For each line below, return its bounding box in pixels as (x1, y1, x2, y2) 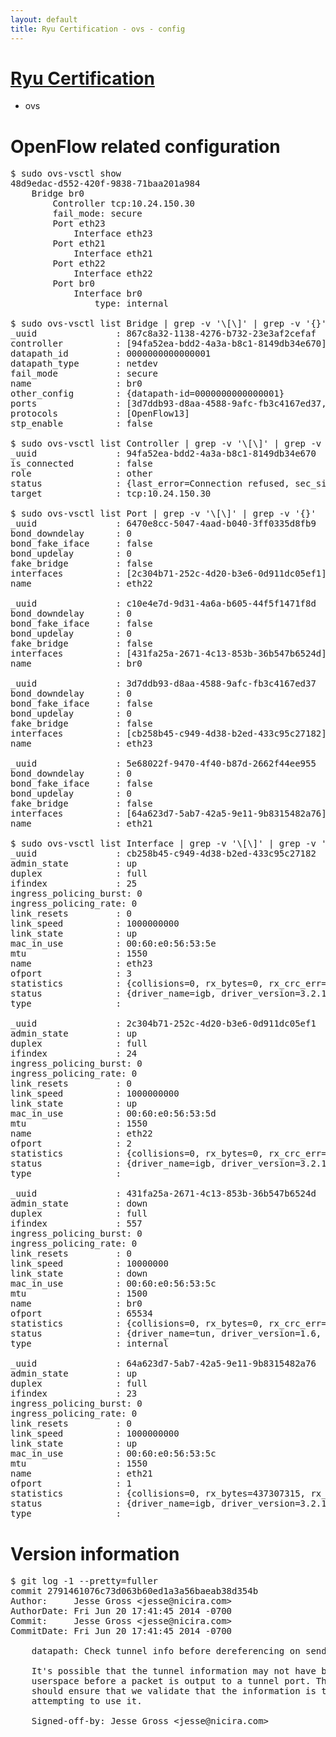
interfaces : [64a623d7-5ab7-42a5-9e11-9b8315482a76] (10, 808, 327, 820)
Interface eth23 (73, 228, 153, 240)
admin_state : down (10, 1198, 148, 1210)
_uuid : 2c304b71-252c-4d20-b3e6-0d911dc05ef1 (10, 1018, 317, 1030)
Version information (10, 1542, 180, 1565)
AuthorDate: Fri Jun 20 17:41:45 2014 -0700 (10, 1606, 233, 1617)
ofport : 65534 (10, 1308, 153, 1320)
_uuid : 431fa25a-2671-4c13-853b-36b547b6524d (10, 1188, 317, 1200)
